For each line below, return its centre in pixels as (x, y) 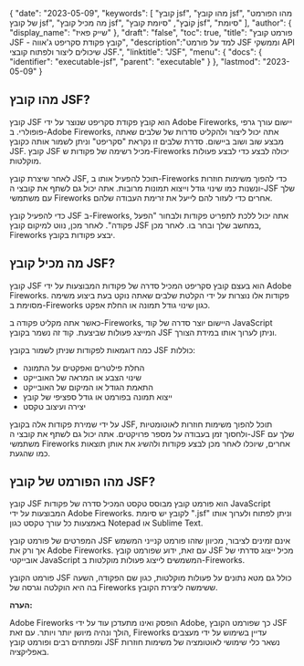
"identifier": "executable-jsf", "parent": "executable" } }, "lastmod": (135, 62)
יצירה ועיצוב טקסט (54, 406)
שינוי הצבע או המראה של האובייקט (82, 377)
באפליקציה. (29, 652)
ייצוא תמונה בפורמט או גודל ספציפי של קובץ (98, 397)
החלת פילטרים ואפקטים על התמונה (84, 368)
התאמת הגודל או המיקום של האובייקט (88, 387)
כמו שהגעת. (30, 453)
